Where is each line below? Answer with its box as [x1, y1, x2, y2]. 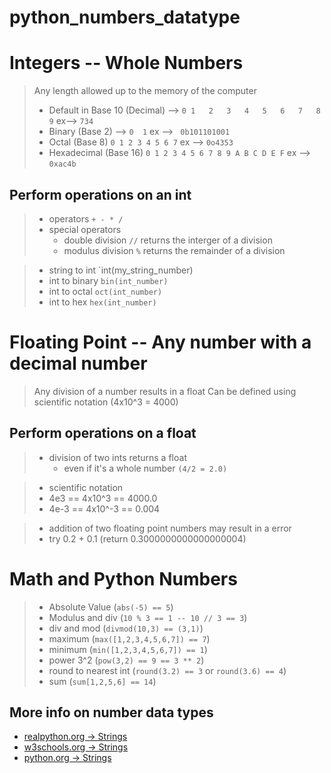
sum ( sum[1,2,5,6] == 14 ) [48, 675, 157, 687]
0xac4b [48, 159, 77, 170]
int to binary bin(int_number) [48, 274, 169, 286]
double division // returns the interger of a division [63, 234, 273, 246]
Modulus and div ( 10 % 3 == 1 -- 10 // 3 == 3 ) [48, 611, 248, 623]
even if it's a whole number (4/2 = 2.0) [63, 462, 228, 474]
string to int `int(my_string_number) [48, 264, 194, 276]
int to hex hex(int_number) [48, 296, 157, 308]
